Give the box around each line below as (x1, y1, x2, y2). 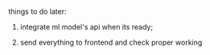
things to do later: (8, 7, 67, 16)
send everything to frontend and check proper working (19, 37, 203, 47)
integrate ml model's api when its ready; (19, 22, 154, 31)
